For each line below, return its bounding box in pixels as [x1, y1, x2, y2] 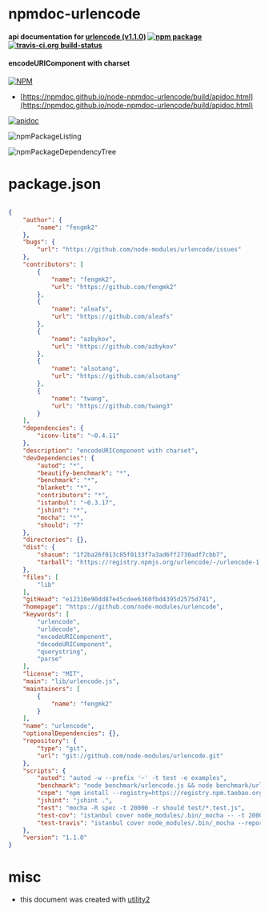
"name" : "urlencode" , [22, 722, 94, 730]
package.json [8, 175, 102, 193]
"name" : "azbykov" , [50, 335, 116, 343]
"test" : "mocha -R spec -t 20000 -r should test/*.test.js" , [37, 804, 246, 812]
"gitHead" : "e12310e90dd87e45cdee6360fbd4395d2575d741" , [22, 596, 217, 604]
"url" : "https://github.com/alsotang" [50, 372, 181, 380]
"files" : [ [22, 573, 59, 581]
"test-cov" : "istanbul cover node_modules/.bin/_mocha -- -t [37, 811, 246, 819]
